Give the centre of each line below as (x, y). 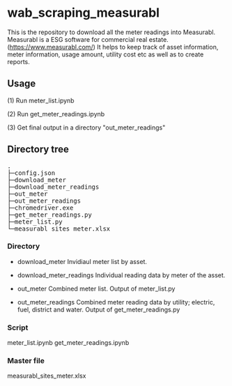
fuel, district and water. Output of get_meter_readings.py (99, 309)
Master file (26, 361)
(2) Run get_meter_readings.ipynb (56, 114)
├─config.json (31, 173)
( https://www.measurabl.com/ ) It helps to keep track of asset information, (113, 47)
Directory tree (38, 149)
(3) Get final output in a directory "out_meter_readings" (86, 128)
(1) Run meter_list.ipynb (41, 100)
